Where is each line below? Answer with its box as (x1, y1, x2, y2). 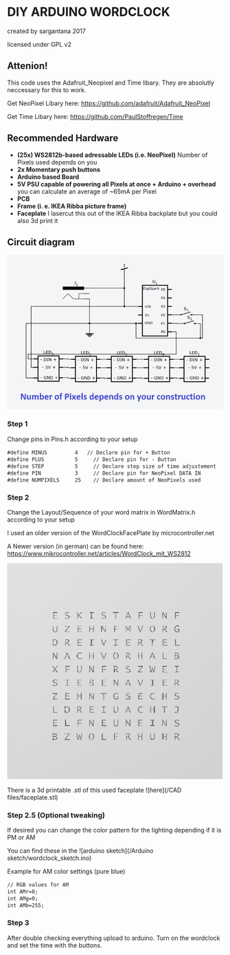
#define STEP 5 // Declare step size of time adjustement (7, 462, 216, 470)
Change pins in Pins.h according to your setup (7, 435, 139, 443)
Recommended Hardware (7, 132, 119, 144)
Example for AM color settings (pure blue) (7, 868, 126, 876)
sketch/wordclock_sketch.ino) (7, 854, 92, 862)
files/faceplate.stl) (7, 793, 58, 802)
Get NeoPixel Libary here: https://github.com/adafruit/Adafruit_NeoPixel (7, 99, 211, 107)
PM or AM (7, 833, 36, 841)
